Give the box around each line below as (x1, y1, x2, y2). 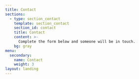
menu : (5, 48, 16, 53)
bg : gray (14, 44, 32, 49)
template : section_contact (14, 21, 69, 26)
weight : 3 (14, 62, 35, 67)
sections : (5, 12, 26, 17)
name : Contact (14, 57, 43, 62)
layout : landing (5, 67, 38, 72)
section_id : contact (14, 26, 56, 30)
